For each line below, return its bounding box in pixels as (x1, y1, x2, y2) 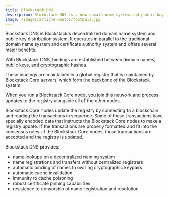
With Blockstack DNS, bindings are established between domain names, (5, 57, 156, 63)
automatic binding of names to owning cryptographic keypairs (12, 165, 143, 171)
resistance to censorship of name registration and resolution (12, 186, 139, 192)
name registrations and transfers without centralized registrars (12, 159, 143, 165)
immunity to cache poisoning (12, 175, 73, 181)
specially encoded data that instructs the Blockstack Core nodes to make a (5, 118, 161, 124)
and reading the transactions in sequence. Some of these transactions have (5, 113, 163, 119)
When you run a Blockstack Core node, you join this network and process (5, 92, 159, 98)
